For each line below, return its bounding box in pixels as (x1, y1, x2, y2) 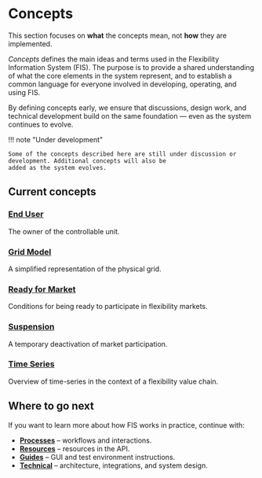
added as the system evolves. (8, 164, 107, 171)
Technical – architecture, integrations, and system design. (19, 461, 208, 470)
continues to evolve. (8, 119, 74, 129)
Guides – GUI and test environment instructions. (19, 452, 176, 461)
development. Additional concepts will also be (8, 156, 167, 165)
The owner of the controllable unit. (8, 226, 120, 236)
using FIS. (8, 87, 41, 97)
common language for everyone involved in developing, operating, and (8, 79, 237, 89)
